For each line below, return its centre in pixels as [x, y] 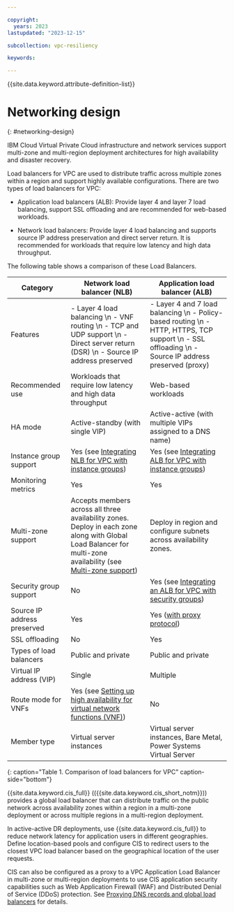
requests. [21, 859]
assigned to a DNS [180, 432]
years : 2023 [31, 26]
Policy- [211, 313]
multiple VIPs [171, 423]
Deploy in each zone [104, 527]
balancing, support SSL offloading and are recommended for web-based [122, 210]
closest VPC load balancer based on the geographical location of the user [113, 851]
